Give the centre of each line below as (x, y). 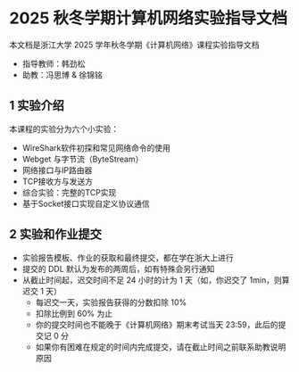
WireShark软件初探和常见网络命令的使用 (96, 147)
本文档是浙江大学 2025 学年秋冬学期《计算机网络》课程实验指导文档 (135, 45)
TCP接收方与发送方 (58, 181)
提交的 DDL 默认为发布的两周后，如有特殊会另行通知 (118, 269)
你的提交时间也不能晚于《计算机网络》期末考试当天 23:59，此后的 (157, 324)
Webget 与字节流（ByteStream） (83, 159)
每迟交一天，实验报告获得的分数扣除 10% (111, 302)
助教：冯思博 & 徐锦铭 (62, 74)
